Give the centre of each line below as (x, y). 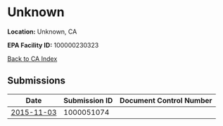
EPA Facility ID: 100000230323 (53, 45)
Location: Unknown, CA (42, 31)
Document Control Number (166, 100)
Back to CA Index (32, 58)
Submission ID (88, 100)
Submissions (36, 81)
